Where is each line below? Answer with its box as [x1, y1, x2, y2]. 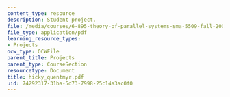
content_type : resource [7, 10, 75, 17]
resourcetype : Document [7, 67, 75, 74]
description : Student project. [7, 16, 97, 23]
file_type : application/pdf [7, 29, 88, 36]
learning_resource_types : [7, 36, 81, 42]
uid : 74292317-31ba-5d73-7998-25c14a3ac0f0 [7, 80, 133, 87]
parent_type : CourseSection [7, 61, 88, 68]
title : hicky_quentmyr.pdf [7, 73, 84, 81]
